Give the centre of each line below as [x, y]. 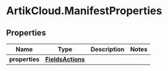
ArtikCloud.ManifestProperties [84, 11]
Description [107, 49]
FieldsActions [65, 59]
